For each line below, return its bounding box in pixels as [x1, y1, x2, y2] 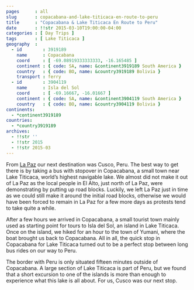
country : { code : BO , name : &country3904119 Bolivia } [16, 101, 161, 107]
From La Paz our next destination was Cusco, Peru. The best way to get [6, 161, 179, 168]
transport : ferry [16, 74, 61, 80]
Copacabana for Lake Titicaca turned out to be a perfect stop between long [6, 241, 188, 248]
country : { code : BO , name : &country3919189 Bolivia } [16, 69, 161, 74]
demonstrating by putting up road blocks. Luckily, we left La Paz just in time [6, 186, 188, 193]
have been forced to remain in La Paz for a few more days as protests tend [6, 198, 186, 205]
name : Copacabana [16, 52, 75, 58]
